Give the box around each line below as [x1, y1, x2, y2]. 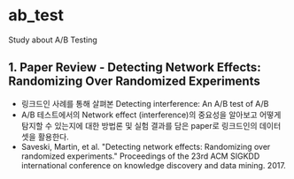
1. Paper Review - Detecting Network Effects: [8, 60, 262, 75]
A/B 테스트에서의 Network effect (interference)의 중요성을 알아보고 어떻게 [20, 109, 282, 120]
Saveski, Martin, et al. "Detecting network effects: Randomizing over [20, 141, 271, 152]
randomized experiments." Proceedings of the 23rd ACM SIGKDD [20, 151, 260, 161]
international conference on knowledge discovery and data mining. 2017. [20, 160, 287, 170]
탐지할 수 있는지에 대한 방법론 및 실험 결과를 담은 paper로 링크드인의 [20, 120, 258, 131]
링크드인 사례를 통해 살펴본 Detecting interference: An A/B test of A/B [20, 98, 269, 108]
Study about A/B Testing [8, 34, 98, 45]
